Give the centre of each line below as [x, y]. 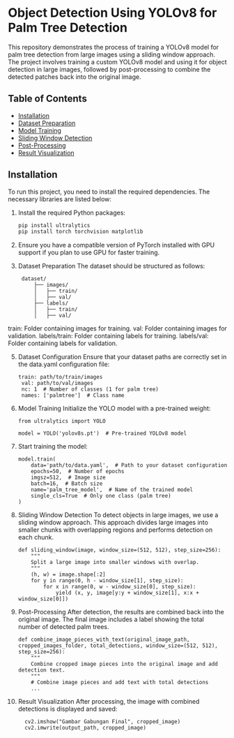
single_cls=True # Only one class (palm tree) [101, 496]
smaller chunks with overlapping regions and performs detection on [115, 530]
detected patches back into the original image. [75, 77]
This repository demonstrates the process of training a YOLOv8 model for [114, 47]
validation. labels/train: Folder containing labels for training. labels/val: [108, 336]
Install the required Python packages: [72, 212]
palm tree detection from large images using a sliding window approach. [111, 55]
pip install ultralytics [54, 225]
